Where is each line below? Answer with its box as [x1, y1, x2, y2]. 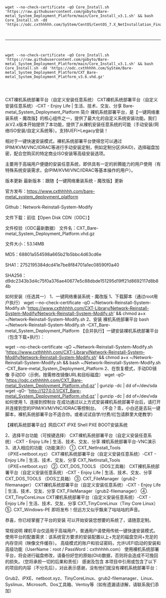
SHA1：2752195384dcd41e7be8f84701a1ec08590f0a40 [5, 262, 120, 268]
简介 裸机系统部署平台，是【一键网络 [81, 109, 156, 115]
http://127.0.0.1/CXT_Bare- [29, 388, 82, 394]
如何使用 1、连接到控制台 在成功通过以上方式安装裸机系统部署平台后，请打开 [5, 399, 161, 405]
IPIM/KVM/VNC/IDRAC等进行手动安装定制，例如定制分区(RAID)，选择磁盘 [5, 145, 156, 150]
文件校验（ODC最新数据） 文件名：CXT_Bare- [5, 225, 99, 231]
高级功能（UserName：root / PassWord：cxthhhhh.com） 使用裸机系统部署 [5, 547, 160, 552]
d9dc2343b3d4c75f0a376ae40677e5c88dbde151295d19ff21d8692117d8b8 [5, 278, 159, 284]
